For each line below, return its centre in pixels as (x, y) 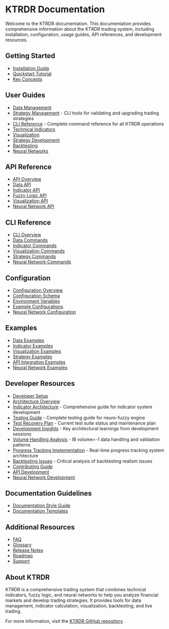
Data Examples (28, 340)
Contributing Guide (33, 467)
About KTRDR (27, 577)
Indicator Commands (35, 246)
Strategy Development (36, 140)
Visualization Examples (37, 351)
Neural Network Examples (40, 367)
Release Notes (28, 550)
